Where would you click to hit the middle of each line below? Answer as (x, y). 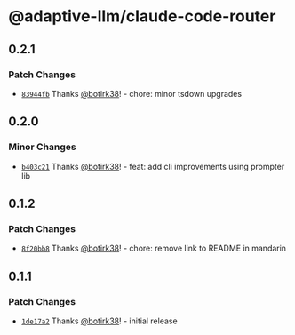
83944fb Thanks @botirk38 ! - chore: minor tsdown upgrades (131, 93)
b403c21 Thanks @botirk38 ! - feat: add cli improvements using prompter (153, 166)
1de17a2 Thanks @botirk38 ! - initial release (100, 321)
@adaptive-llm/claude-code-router (142, 16)
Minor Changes (42, 147)
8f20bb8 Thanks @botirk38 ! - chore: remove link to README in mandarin (153, 248)
